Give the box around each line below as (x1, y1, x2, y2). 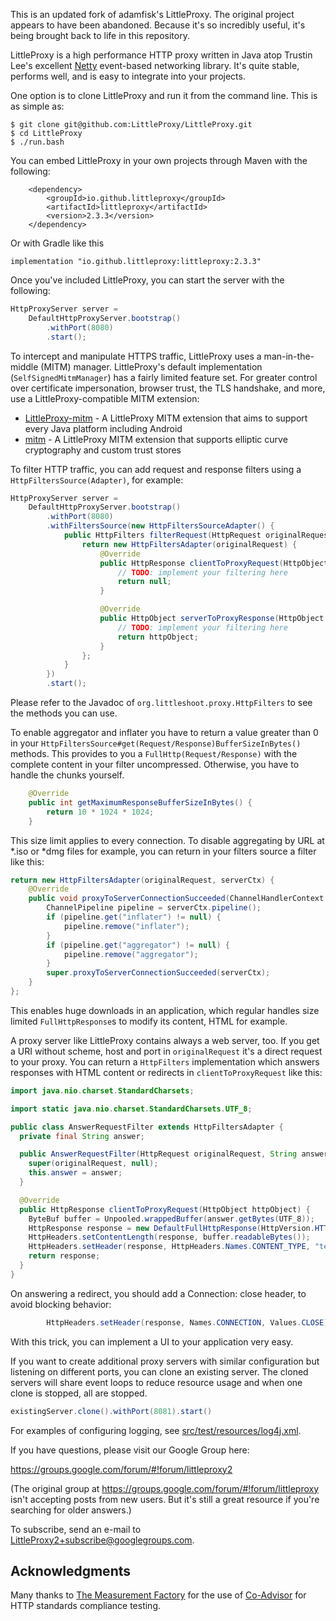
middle (10, 360, 39, 373)
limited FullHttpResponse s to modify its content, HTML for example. (10, 1015, 288, 1027)
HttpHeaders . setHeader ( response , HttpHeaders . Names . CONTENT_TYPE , (28, 1242, 311, 1252)
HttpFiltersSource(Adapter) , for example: (10, 474, 184, 486)
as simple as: (10, 100, 65, 112)
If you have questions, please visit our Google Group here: (10, 1444, 250, 1456)
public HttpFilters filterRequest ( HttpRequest (63, 530, 262, 540)
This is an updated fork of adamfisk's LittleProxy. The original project (10, 9, 295, 20)
